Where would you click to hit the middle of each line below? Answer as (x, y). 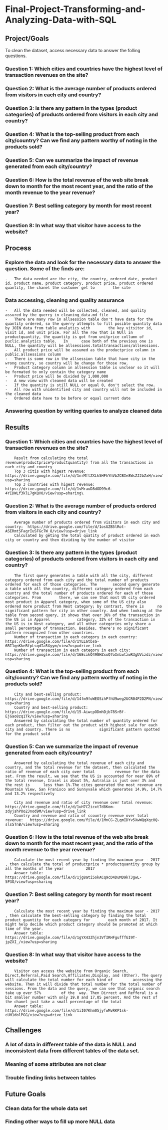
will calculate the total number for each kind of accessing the (84, 980)
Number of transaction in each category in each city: (72, 650)
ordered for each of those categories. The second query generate (82, 584)
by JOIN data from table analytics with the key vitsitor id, (79, 328)
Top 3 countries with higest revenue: (54, 484)
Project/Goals (27, 38)
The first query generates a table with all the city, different (84, 576)
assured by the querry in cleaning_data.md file (57, 315)
